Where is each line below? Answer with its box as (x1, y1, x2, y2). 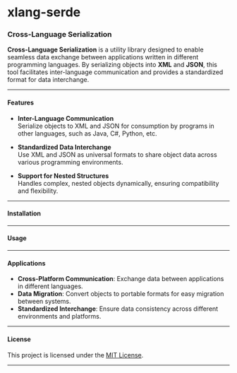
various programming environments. (17, 158, 123, 166)
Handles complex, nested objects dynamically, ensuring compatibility (17, 179, 219, 187)
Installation (7, 209, 41, 218)
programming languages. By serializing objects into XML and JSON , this (7, 61, 217, 69)
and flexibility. (17, 186, 59, 195)
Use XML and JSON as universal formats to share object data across (17, 150, 217, 159)
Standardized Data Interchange (17, 143, 111, 151)
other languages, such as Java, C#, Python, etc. (17, 129, 157, 138)
